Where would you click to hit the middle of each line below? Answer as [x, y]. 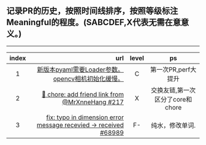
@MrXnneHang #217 [93, 102]
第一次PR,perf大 [173, 69]
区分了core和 [173, 99]
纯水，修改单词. [174, 125]
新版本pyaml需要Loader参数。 [80, 69]
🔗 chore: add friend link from [83, 94]
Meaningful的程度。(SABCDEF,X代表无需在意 [94, 22]
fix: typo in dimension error [85, 117]
